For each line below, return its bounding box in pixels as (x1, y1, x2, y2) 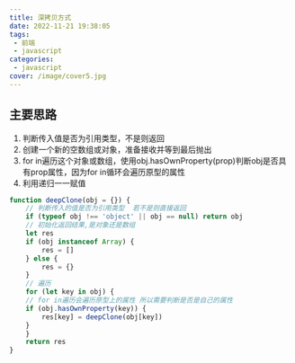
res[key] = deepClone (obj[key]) (41, 312, 164, 322)
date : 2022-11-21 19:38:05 (9, 22, 111, 31)
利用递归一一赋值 (22, 177, 86, 189)
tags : (9, 30, 30, 39)
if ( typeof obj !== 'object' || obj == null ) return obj (25, 212, 244, 221)
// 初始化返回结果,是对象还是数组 (25, 221, 136, 230)
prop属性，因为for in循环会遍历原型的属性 (30, 166, 186, 177)
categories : (9, 55, 54, 64)
